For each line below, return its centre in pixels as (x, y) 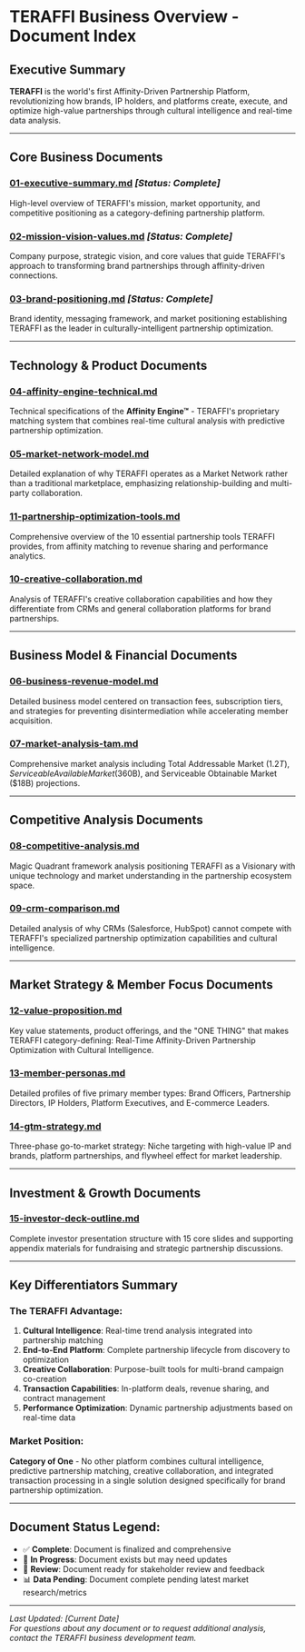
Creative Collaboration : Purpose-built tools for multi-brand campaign (153, 1369)
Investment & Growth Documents (105, 1193)
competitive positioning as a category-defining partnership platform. (138, 213)
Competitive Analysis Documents (106, 820)
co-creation (44, 1379)
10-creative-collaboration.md (76, 579)
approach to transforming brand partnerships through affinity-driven (137, 265)
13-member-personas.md (68, 1073)
